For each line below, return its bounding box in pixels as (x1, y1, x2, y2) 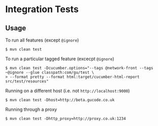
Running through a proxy (5, 106, 57, 112)
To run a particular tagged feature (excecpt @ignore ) (5, 56, 114, 62)
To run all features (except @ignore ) (5, 37, 79, 43)
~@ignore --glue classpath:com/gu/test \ (5, 70, 94, 75)
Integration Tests (5, 4, 79, 15)
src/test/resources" (5, 79, 49, 84)
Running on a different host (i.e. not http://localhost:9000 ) (5, 88, 130, 94)
